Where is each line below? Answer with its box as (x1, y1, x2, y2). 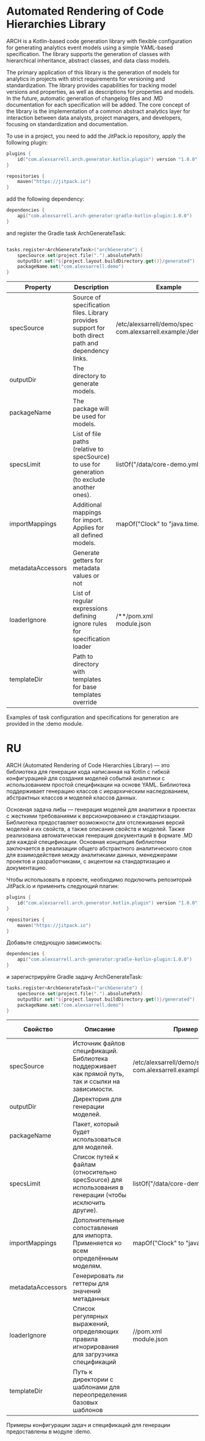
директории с (73, 1375, 114, 1384)
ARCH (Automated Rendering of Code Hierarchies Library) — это (6, 762, 170, 769)
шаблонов (73, 1406, 103, 1414)
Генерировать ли (73, 1271, 124, 1280)
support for (73, 324, 106, 332)
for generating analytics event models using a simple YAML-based (6, 44, 173, 51)
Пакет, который (73, 1120, 119, 1129)
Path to (73, 653, 93, 661)
